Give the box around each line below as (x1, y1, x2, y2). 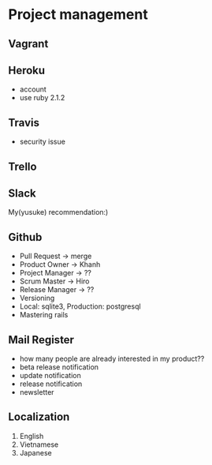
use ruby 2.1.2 (19, 93, 65, 103)
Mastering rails (19, 310, 69, 320)
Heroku (8, 63, 46, 77)
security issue (19, 137, 65, 147)
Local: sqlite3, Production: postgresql (19, 302, 141, 311)
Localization (8, 411, 70, 424)
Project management (8, 6, 148, 24)
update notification (19, 371, 81, 381)
